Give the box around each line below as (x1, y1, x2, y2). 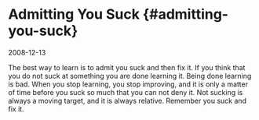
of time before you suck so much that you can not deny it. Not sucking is (8, 87, 243, 97)
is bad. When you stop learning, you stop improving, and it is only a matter (8, 79, 249, 89)
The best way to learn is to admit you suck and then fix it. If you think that (8, 62, 246, 72)
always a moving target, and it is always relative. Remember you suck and (8, 96, 247, 105)
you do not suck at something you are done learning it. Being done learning (8, 71, 252, 80)
